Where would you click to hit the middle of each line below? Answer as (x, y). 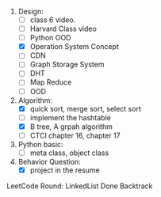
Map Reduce (51, 82)
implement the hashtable (70, 117)
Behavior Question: (50, 161)
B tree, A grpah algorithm (71, 127)
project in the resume (65, 170)
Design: (31, 11)
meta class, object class (69, 153)
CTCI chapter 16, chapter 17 (75, 135)
